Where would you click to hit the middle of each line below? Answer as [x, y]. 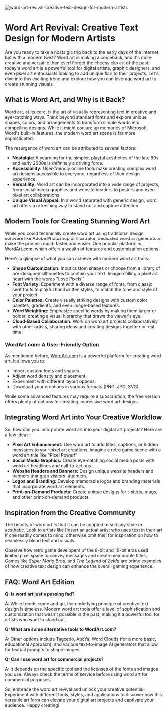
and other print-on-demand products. [51, 497]
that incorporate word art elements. [49, 486]
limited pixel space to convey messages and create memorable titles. [76, 556]
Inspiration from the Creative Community [70, 513]
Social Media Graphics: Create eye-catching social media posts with [83, 460]
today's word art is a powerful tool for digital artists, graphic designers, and [83, 68]
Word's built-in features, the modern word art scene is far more [70, 133]
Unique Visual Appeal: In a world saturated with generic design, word [84, 200]
